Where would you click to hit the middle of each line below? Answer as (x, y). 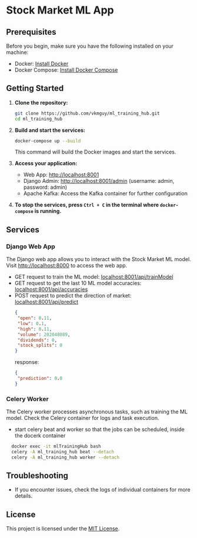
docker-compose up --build (48, 141)
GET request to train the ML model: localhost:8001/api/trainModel (94, 277)
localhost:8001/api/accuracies (51, 289)
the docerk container (40, 436)
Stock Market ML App (60, 10)
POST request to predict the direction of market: (73, 296)
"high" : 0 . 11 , (35, 329)
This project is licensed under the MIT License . (63, 529)
